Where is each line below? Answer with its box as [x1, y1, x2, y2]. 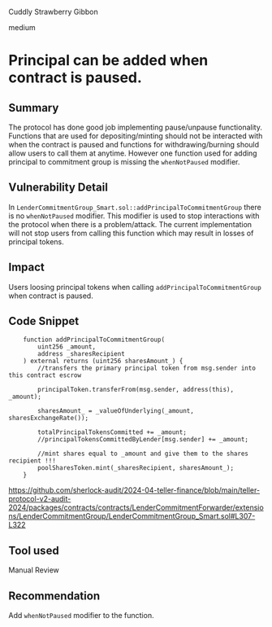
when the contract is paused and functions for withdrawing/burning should [8, 140, 260, 149]
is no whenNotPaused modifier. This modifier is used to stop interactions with [8, 211, 260, 221]
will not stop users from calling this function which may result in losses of [8, 228, 254, 238]
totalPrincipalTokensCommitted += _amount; [37, 428, 187, 436]
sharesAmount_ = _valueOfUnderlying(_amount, [37, 407, 195, 415]
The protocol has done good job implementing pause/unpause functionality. [8, 122, 262, 132]
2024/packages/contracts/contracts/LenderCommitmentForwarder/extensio [8, 502, 264, 512]
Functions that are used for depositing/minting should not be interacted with [8, 131, 263, 141]
